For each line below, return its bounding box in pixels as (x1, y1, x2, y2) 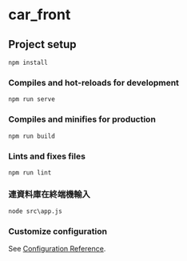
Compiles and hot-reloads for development (8, 77, 180, 88)
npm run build (8, 132, 56, 140)
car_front (8, 6, 71, 24)
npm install (8, 58, 48, 66)
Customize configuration (8, 226, 108, 237)
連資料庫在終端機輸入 (8, 188, 90, 199)
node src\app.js (8, 207, 62, 215)
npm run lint (8, 168, 52, 177)
